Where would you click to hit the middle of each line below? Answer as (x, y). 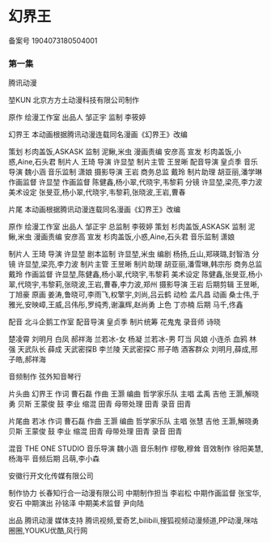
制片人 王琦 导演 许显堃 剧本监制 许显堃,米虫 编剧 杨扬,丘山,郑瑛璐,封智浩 (129, 254)
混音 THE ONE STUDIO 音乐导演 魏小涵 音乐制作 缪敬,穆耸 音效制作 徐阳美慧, (136, 449)
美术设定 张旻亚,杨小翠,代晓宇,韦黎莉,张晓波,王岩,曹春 (97, 192)
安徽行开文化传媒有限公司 (51, 476)
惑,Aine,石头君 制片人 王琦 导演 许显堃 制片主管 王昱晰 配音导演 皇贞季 (125, 162)
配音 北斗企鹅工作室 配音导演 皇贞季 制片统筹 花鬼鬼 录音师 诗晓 (114, 322)
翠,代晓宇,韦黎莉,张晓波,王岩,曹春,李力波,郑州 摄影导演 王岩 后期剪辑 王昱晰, (134, 284)
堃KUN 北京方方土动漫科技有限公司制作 (74, 100)
